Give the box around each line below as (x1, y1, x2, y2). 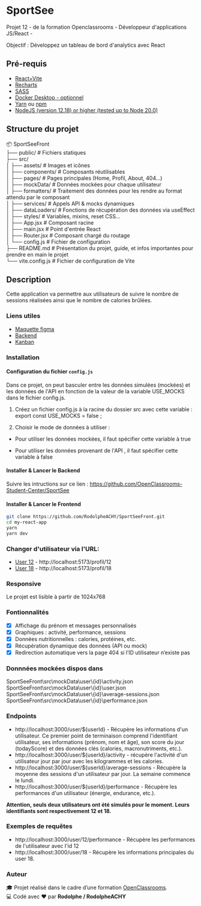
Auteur (6, 870, 27, 878)
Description (6, 274, 51, 285)
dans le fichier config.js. (6, 394, 66, 401)
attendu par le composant (6, 193, 70, 201)
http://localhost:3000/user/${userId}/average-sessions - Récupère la (14, 764, 187, 771)
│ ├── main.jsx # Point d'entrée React (6, 225, 101, 233)
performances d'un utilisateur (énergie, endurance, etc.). (14, 789, 156, 796)
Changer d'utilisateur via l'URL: (6, 544, 100, 553)
